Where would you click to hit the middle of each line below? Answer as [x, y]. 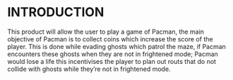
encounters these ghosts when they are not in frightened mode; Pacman [113, 54]
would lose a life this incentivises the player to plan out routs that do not [112, 61]
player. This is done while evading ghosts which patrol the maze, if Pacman [116, 46]
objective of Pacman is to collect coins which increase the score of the [110, 39]
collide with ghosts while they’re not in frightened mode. [89, 69]
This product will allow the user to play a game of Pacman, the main [106, 32]
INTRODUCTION [56, 12]
